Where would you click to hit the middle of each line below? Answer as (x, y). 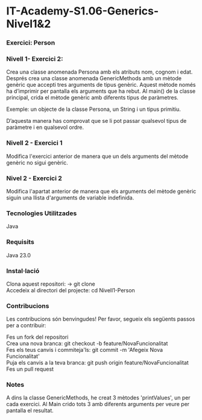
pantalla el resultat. (30, 410)
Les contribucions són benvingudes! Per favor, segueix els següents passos (101, 319)
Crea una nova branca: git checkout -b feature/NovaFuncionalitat (87, 343)
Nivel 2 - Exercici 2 (34, 178)
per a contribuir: (26, 325)
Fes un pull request (30, 369)
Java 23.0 (19, 255)
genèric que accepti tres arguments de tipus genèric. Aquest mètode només (101, 85)
